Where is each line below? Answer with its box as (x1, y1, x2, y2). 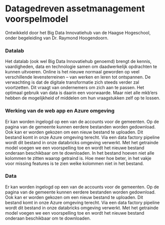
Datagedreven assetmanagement (5, 3, 145, 14)
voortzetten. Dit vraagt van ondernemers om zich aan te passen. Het (5, 85, 144, 91)
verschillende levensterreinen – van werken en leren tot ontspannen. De (5, 74, 151, 80)
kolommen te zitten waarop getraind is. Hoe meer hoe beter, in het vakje (5, 155, 152, 161)
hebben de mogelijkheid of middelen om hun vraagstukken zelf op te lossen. (5, 95, 161, 101)
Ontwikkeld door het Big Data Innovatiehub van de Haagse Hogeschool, (5, 30, 151, 35)
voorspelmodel (5, 13, 68, 25)
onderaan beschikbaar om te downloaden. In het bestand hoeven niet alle (5, 150, 155, 156)
